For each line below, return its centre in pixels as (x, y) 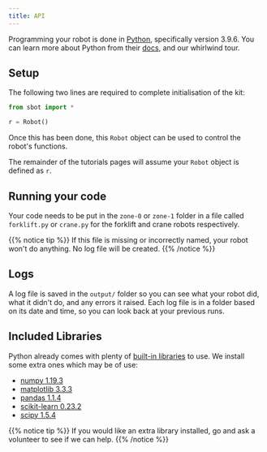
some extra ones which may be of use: (73, 364)
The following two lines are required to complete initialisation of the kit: (127, 93)
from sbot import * (41, 108)
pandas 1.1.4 (41, 398)
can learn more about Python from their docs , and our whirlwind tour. (124, 47)
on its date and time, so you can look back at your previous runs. (116, 311)
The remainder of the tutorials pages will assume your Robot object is (124, 162)
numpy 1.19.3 (41, 380)
